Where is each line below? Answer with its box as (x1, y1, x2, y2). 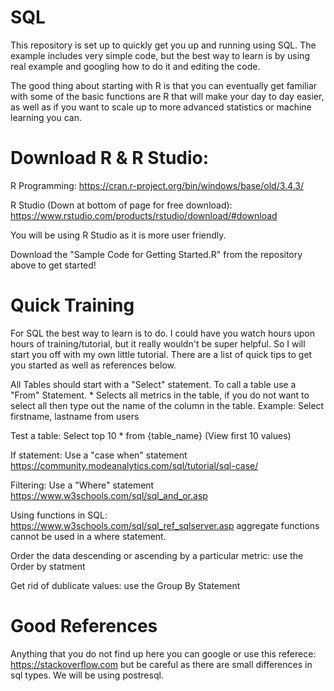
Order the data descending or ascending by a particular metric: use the (10, 549, 304, 561)
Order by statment (10, 560, 86, 572)
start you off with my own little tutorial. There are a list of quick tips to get (10, 348, 313, 360)
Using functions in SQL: (10, 509, 108, 521)
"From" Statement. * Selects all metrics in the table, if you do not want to (10, 389, 310, 401)
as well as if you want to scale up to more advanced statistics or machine (10, 101, 312, 113)
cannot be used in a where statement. (10, 530, 167, 542)
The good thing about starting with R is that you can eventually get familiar (10, 79, 318, 91)
